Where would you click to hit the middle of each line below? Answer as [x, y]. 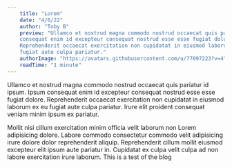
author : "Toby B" [45, 26]
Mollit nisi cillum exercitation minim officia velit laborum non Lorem [102, 127]
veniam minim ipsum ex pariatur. [53, 114]
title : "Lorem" [41, 13]
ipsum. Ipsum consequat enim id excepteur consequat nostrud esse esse [111, 92]
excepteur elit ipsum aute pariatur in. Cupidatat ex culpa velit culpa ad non [113, 149]
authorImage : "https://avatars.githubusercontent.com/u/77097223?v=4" [123, 59]
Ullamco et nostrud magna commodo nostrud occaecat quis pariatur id [108, 84]
